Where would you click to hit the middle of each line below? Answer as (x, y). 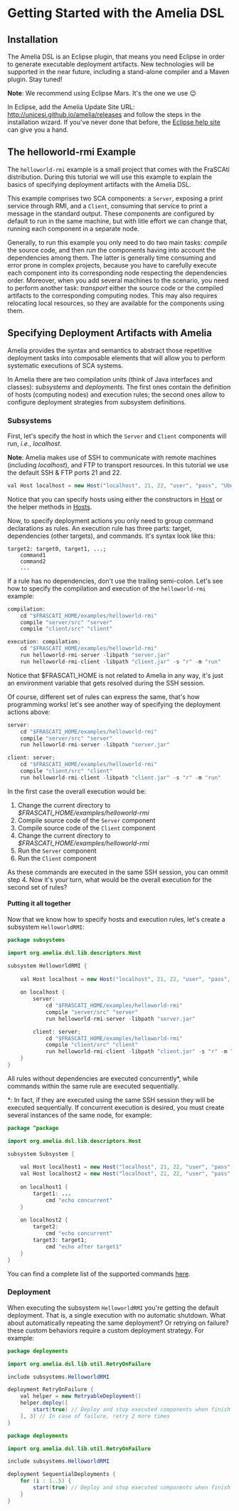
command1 (33, 555)
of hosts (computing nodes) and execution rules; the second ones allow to (116, 395)
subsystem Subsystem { (41, 1154)
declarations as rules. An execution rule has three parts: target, (100, 528)
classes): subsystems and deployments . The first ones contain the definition (119, 387)
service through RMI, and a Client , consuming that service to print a (107, 205)
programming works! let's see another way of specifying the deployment (114, 704)
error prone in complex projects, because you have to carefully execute (112, 265)
